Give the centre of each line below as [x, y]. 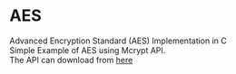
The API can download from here [71, 60]
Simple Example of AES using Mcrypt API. [88, 50]
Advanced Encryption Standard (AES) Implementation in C [118, 41]
